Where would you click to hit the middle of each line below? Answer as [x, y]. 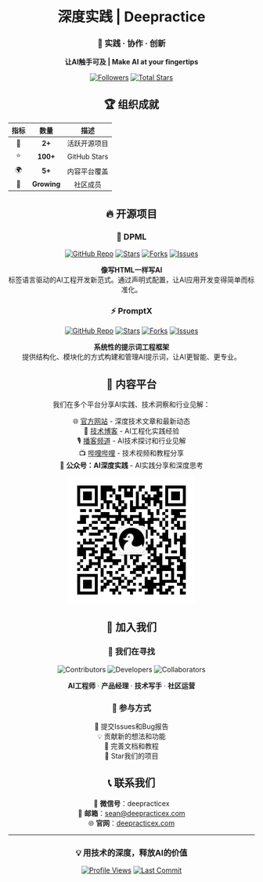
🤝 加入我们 [131, 627]
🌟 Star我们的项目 [131, 756]
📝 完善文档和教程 [131, 746]
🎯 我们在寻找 [131, 652]
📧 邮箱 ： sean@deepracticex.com [131, 813]
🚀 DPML [131, 236]
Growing [47, 184]
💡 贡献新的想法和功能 [131, 737]
